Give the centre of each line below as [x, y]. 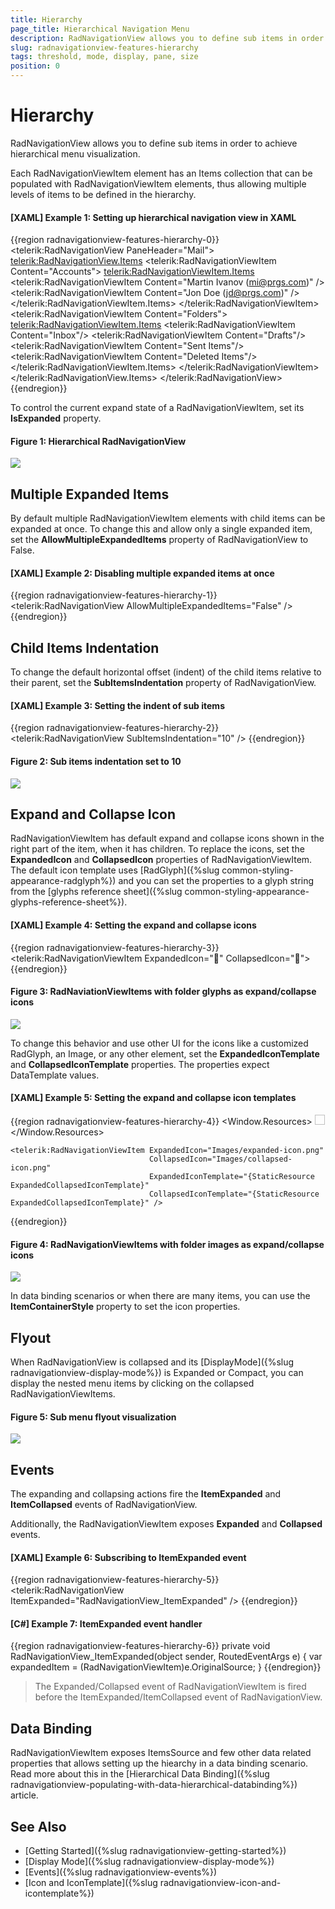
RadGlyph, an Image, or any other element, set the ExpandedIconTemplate [165, 1053]
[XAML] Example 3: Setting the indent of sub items [117, 705]
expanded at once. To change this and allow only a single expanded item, [161, 529]
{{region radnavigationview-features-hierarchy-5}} [115, 1580]
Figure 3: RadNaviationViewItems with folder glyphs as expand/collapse [163, 992]
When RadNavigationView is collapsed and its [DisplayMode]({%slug [152, 1362]
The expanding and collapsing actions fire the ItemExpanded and [146, 1494]
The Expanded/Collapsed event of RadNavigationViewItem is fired [170, 1687]
